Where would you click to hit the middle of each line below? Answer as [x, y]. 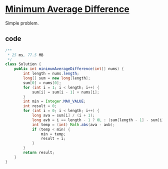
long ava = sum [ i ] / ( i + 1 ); [63, 115]
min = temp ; [53, 134]
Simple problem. [22, 23]
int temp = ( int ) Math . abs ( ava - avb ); [73, 124]
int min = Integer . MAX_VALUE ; [54, 101]
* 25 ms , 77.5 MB [25, 55]
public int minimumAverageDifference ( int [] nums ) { [69, 69]
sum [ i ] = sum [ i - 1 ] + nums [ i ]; [65, 92]
